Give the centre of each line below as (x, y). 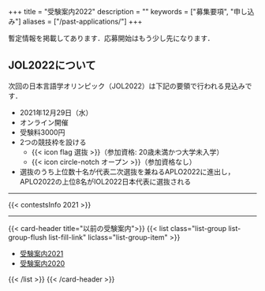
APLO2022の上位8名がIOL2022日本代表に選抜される (105, 181)
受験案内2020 (42, 263)
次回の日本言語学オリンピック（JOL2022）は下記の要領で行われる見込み (127, 86)
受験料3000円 (42, 132)
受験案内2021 (41, 253)
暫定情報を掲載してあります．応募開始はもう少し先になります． (111, 38)
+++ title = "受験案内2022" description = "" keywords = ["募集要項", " (121, 11)
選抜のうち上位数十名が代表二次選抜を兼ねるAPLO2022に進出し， (127, 171)
